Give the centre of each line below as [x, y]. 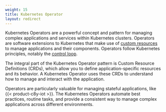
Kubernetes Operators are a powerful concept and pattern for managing [79, 33]
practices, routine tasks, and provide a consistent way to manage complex [81, 99]
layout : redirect [23, 19]
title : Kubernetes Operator [34, 14]
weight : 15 [16, 10]
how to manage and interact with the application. [55, 79]
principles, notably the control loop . [41, 54]
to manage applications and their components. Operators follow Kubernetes [83, 49]
